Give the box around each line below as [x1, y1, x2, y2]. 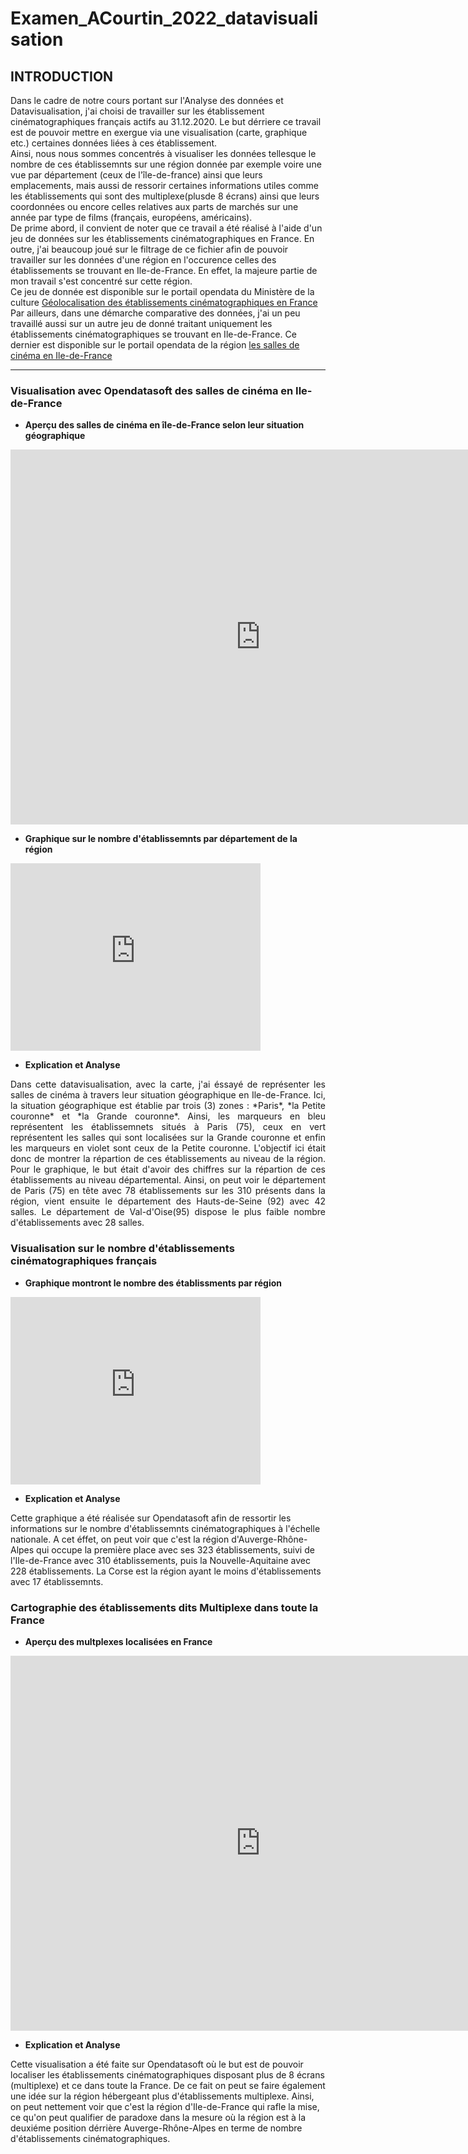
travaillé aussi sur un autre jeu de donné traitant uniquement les [10, 318, 273, 329]
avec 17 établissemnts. [10, 1575, 104, 1587]
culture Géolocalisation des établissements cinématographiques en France [10, 297, 318, 308]
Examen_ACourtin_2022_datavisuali [10, 7, 319, 30]
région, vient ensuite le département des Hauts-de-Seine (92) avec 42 [10, 1195, 326, 1207]
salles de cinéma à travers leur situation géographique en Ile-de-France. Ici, [10, 1089, 326, 1101]
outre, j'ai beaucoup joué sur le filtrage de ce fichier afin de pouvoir [10, 243, 289, 255]
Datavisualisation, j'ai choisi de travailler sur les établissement [10, 105, 265, 117]
